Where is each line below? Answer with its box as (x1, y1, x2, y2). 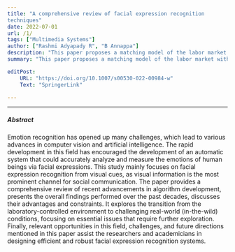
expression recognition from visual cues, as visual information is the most (7, 170, 219, 179)
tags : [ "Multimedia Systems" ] (7, 36, 96, 43)
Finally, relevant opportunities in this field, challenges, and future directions (7, 222, 224, 230)
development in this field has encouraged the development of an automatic (7, 148, 224, 156)
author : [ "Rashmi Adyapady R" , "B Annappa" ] (7, 43, 139, 50)
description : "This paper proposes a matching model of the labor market (7, 50, 227, 57)
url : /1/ (7, 29, 33, 37)
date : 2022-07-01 (7, 23, 58, 30)
